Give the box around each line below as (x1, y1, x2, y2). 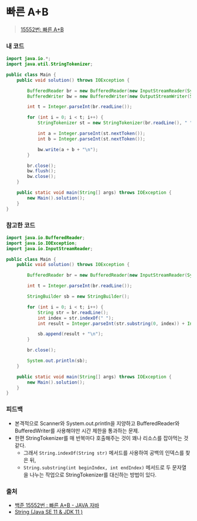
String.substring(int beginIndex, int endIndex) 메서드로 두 (23, 463, 171, 470)
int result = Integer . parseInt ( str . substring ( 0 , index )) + (37, 321, 185, 327)
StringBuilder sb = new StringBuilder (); (27, 294, 130, 300)
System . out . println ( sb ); (27, 358, 88, 364)
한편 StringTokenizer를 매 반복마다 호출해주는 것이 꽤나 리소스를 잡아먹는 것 (14, 434, 189, 441)
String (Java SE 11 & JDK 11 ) (14, 508, 83, 515)
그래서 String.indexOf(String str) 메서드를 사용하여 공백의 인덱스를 (23, 449, 185, 456)
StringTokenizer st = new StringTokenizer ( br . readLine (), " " (37, 120, 193, 126)
